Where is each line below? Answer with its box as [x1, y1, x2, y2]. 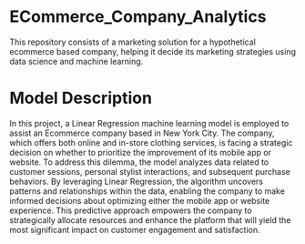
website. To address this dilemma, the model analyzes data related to [9, 157, 269, 168]
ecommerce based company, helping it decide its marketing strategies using [9, 46, 296, 56]
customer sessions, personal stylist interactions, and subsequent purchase [9, 166, 291, 177]
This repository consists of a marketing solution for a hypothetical [9, 36, 257, 47]
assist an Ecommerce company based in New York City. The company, [9, 127, 275, 138]
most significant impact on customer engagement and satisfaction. [9, 224, 261, 235]
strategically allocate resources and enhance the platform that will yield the [9, 214, 291, 225]
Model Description [9, 88, 153, 108]
